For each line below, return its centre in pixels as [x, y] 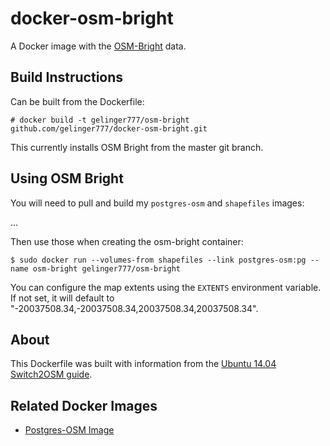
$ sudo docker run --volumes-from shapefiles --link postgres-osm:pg [158, 260]
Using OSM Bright [67, 178]
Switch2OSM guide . [51, 374]
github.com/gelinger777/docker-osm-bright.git [109, 128]
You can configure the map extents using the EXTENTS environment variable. [166, 287]
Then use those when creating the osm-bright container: [127, 241]
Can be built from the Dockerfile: [77, 101]
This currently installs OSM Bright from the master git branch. [137, 147]
